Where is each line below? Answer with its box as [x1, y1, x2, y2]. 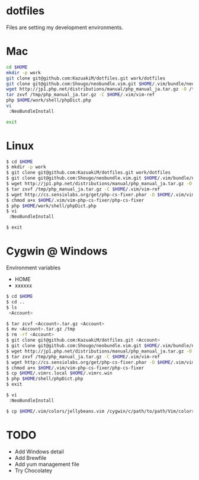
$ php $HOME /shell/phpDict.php [6, 376, 84, 382]
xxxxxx [14, 282, 33, 289]
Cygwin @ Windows [6, 244, 108, 258]
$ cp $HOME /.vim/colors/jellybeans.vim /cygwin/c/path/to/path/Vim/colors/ [6, 408, 197, 414]
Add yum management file [14, 460, 80, 468]
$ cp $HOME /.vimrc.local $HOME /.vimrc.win [6, 370, 113, 376]
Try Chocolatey [14, 467, 53, 474]
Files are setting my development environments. [6, 24, 123, 31]
